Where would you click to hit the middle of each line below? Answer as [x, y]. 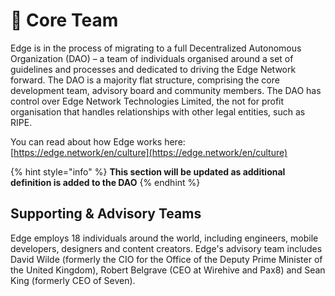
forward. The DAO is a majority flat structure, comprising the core [145, 80]
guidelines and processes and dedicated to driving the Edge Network [153, 69]
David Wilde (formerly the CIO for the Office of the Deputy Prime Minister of [166, 259]
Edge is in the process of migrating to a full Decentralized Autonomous [156, 48]
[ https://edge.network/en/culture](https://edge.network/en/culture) [149, 152]
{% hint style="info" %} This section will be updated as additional [148, 171]
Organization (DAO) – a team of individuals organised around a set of [152, 58]
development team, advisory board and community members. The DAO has [166, 90]
